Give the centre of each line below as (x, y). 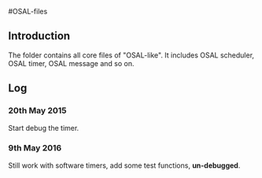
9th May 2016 (35, 148)
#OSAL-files (28, 11)
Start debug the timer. (44, 128)
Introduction (39, 36)
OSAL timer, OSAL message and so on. (71, 63)
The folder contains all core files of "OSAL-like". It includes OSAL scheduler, (131, 55)
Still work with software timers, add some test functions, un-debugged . (124, 165)
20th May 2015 (37, 111)
